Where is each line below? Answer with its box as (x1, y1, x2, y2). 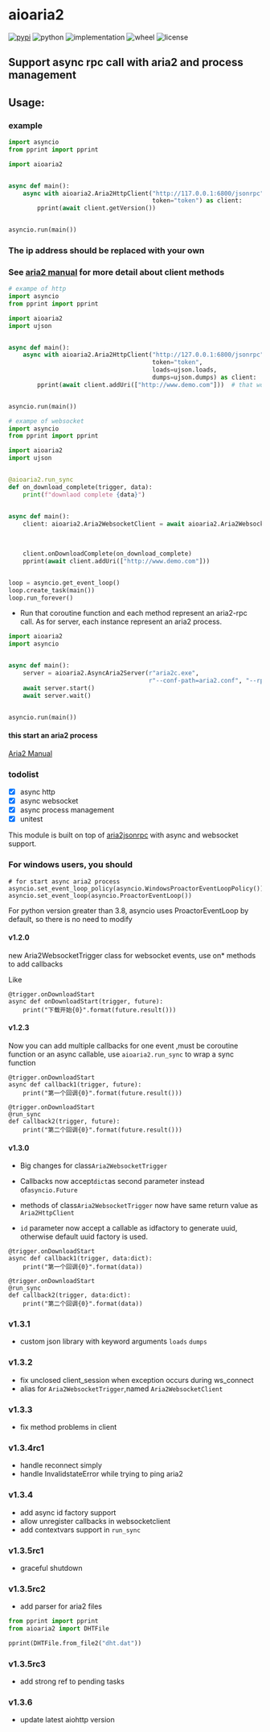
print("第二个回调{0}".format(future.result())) (22, 1126, 182, 1134)
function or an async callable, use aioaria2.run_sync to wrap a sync (8, 1049, 235, 1059)
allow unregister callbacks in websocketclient (19, 1516, 171, 1526)
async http (19, 787, 56, 796)
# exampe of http (8, 285, 67, 293)
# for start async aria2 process (8, 877, 121, 886)
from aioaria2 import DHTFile (8, 1625, 110, 1633)
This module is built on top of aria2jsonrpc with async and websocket (8, 830, 239, 840)
